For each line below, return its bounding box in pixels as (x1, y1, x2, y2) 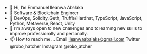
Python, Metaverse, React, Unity (9, 20, 75, 26)
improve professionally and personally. (9, 31, 88, 36)
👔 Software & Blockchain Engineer (9, 10, 79, 16)
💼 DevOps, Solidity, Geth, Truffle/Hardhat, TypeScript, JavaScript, (9, 15, 143, 21)
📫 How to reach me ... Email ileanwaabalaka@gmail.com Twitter (9, 36, 140, 42)
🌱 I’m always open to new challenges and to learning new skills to (9, 26, 142, 31)
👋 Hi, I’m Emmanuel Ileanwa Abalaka (9, 5, 83, 10)
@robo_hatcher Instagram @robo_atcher (9, 43, 92, 49)
